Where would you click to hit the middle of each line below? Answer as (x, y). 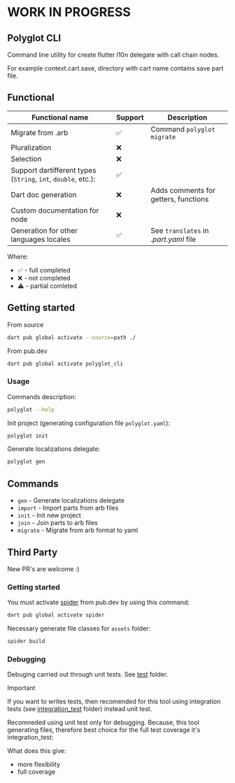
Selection (26, 159)
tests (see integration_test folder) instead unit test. (80, 709)
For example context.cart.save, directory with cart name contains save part (115, 68)
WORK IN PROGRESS (69, 12)
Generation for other (44, 230)
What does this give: (37, 751)
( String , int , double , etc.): (53, 179)
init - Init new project (49, 515)
